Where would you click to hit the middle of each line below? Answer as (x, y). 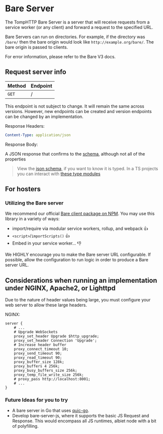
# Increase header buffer (40, 345)
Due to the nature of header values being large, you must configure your (78, 300)
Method (17, 86)
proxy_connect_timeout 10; (41, 349)
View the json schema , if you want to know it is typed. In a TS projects (88, 168)
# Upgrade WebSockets (36, 332)
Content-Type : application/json (38, 135)
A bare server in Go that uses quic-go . (51, 411)
